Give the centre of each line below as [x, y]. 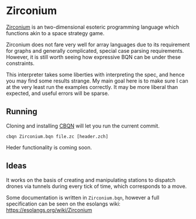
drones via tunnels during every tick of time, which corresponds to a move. [97, 186]
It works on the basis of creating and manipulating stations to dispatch [91, 180]
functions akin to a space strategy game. [55, 33]
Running [22, 112]
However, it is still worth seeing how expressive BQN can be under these [94, 57]
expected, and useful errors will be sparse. [58, 93]
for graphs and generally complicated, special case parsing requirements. [95, 50]
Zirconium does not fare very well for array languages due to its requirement [98, 45]
